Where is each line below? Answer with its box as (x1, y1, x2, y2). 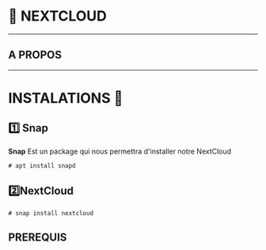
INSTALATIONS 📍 (8, 89, 123, 107)
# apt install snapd (8, 161, 77, 169)
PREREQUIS (8, 230, 67, 244)
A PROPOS (8, 48, 62, 62)
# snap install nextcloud (8, 209, 93, 217)
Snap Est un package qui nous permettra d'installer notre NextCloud (8, 146, 232, 156)
